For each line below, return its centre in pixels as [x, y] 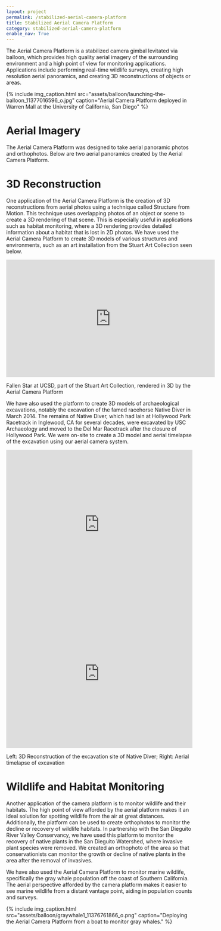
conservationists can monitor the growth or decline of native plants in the [96, 854]
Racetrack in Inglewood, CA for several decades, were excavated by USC [96, 422]
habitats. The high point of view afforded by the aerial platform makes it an [98, 809]
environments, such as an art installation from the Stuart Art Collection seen [99, 245]
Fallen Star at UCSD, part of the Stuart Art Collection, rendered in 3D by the [99, 386]
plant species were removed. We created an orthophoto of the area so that [98, 848]
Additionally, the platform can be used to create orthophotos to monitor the [98, 822]
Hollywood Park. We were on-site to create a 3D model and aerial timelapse [99, 435]
